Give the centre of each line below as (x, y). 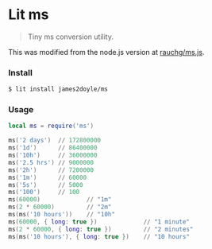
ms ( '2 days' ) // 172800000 (55, 141)
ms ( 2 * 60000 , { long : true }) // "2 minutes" (101, 229)
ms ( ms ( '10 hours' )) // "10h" (62, 215)
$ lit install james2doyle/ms (58, 89)
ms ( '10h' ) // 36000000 (53, 156)
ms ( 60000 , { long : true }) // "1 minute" (99, 222)
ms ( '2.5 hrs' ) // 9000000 (51, 162)
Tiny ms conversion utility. (70, 37)
